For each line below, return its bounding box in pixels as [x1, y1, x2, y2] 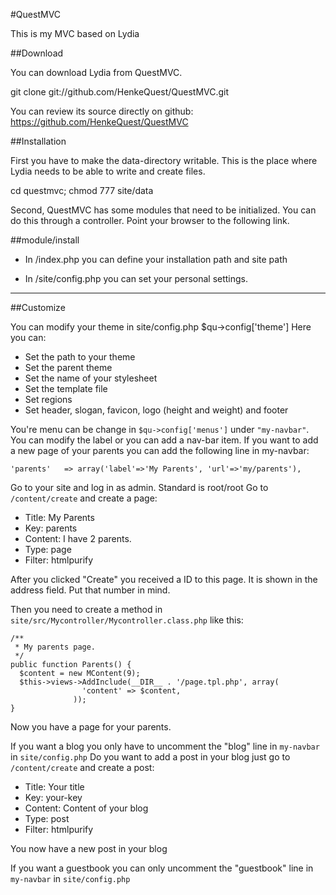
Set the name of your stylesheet [24, 372, 158, 384]
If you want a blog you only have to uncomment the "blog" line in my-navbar [10, 740, 320, 752]
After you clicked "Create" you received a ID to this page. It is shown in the [10, 574, 318, 585]
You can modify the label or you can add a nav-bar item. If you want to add [10, 434, 319, 446]
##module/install [10, 234, 80, 246]
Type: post [24, 813, 70, 824]
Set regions [24, 394, 73, 405]
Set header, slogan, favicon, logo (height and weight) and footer [24, 404, 289, 416]
